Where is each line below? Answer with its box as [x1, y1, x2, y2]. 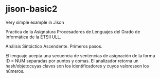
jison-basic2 [5, 3, 58, 15]
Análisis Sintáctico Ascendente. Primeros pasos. [5, 43, 103, 49]
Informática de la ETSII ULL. [5, 34, 61, 40]
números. [5, 68, 25, 74]
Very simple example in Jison [5, 19, 65, 25]
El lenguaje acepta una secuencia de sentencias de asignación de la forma [5, 52, 155, 59]
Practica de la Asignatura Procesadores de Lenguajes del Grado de [5, 29, 141, 34]
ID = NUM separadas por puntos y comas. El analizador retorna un [5, 58, 139, 63]
